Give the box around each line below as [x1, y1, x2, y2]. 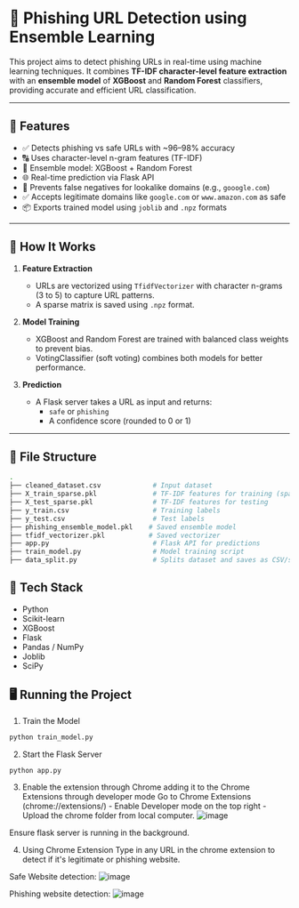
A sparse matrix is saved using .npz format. [35, 299, 195, 309]
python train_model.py [9, 733, 93, 742]
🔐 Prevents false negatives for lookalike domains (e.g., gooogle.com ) [21, 181, 271, 192]
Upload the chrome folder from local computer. [21, 810, 196, 821]
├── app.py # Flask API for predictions [9, 539, 261, 548]
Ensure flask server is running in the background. [9, 827, 190, 839]
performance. [35, 362, 86, 373]
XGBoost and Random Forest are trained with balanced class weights [35, 333, 289, 344]
